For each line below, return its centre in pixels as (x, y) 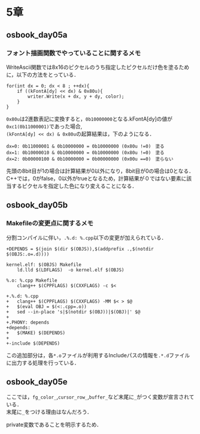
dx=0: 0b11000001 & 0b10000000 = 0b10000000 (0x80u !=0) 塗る (85, 146)
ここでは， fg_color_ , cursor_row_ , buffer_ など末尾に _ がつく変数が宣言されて (100, 397)
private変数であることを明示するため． (54, 425)
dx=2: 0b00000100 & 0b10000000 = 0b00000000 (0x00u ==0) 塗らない (90, 159)
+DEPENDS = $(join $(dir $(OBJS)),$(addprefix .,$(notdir (80, 249)
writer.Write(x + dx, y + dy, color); (76, 97)
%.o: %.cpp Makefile (32, 280)
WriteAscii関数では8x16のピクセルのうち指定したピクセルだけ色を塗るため (98, 67)
